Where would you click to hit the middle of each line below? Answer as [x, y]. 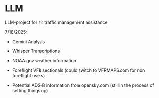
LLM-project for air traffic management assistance [56, 22]
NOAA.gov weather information [44, 60]
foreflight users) [29, 75]
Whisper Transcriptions [36, 51]
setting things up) [30, 90]
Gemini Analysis [29, 41]
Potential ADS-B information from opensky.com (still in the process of [83, 85]
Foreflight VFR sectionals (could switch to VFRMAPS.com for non [79, 70]
